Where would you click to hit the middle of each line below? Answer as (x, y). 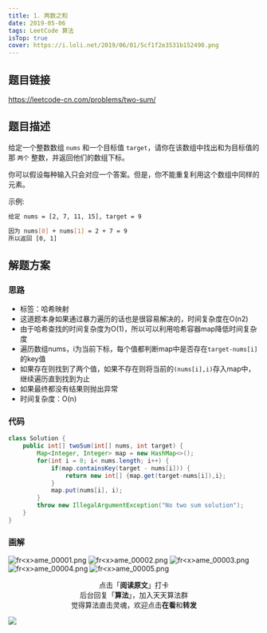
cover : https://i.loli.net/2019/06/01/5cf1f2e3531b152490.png (114, 46)
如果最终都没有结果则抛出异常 (69, 389)
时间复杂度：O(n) (48, 399)
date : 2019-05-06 (37, 23)
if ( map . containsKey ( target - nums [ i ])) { (121, 468)
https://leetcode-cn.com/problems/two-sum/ (82, 99)
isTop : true (28, 38)
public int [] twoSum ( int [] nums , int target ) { (103, 446)
